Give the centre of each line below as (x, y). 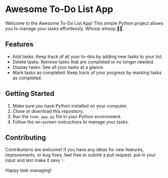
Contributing (26, 138)
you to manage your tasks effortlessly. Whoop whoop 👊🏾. (65, 28)
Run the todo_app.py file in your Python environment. (67, 116)
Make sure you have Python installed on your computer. (70, 106)
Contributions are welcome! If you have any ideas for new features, (74, 150)
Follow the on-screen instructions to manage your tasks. (71, 122)
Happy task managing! (28, 170)
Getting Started (30, 94)
